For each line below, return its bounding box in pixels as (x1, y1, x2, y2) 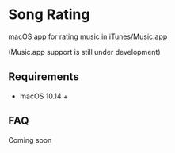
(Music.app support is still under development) (8, 47, 161, 56)
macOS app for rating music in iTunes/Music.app (8, 32, 168, 41)
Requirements (8, 70, 79, 84)
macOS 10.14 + (19, 91, 69, 101)
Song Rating (8, 6, 90, 24)
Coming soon (8, 135, 52, 144)
